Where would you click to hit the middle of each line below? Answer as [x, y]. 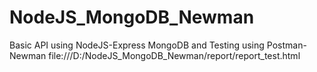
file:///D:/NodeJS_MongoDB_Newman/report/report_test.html [174, 55]
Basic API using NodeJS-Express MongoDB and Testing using [137, 45]
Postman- [286, 45]
